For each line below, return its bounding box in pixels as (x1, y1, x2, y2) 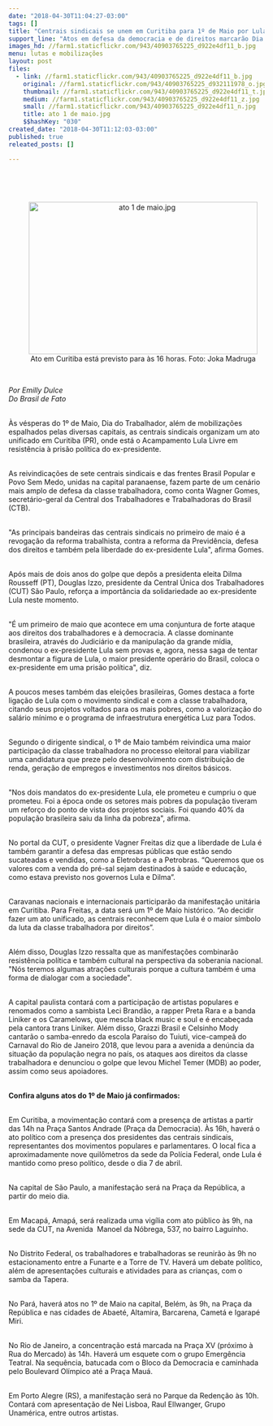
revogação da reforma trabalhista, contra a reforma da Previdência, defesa (8, 535, 258, 545)
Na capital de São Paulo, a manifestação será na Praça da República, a (8, 1182, 245, 1192)
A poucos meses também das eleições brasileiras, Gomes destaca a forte (8, 687, 255, 696)
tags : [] (8, 20, 38, 28)
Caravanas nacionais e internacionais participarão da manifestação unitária (8, 896, 261, 906)
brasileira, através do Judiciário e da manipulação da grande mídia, (8, 636, 233, 646)
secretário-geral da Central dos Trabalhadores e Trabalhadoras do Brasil (8, 494, 252, 504)
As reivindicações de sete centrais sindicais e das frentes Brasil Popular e (8, 468, 256, 478)
